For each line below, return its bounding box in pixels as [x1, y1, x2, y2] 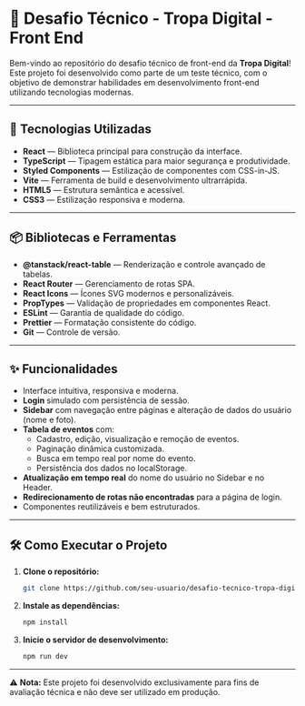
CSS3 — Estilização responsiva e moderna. [22, 194, 186, 205]
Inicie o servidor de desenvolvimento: [22, 634, 169, 645]
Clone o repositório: [22, 566, 100, 577]
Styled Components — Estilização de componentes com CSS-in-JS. [22, 165, 280, 176]
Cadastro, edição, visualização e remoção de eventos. [35, 434, 240, 445]
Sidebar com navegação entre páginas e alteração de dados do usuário [22, 405, 292, 416]
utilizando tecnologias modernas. [9, 86, 134, 97]
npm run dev [22, 651, 68, 661]
